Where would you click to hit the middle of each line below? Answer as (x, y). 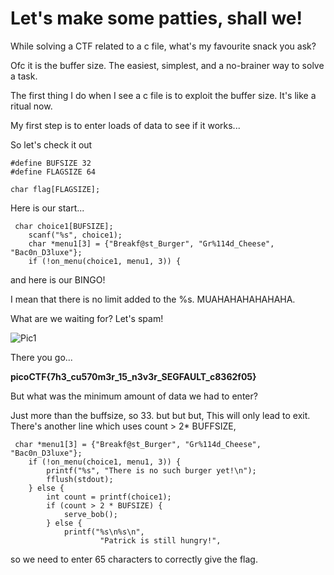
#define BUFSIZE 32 (51, 163)
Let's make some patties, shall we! (156, 18)
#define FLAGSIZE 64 (53, 172)
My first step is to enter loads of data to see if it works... (125, 125)
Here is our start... (47, 208)
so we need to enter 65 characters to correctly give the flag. (134, 559)
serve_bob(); (90, 514)
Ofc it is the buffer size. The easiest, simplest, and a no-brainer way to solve (167, 65)
